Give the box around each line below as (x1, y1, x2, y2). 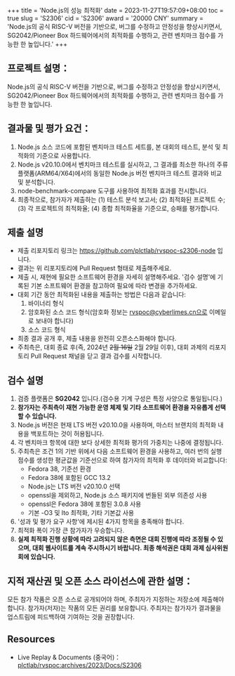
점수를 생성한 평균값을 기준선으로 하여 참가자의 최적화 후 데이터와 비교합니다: (17, 456, 228, 464)
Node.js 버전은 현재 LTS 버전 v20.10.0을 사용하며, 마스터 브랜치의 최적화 (17, 421, 217, 429)
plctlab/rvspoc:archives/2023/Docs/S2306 (17, 661, 142, 669)
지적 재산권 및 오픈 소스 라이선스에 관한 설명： (7, 575, 193, 587)
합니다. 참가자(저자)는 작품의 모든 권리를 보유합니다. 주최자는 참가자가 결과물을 (7, 604, 222, 613)
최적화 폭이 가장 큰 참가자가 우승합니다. (17, 526, 125, 535)
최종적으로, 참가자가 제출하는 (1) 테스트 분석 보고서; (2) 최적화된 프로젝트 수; (17, 195, 226, 204)
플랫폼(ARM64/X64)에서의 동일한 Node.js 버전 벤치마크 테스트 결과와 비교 (17, 169, 222, 177)
